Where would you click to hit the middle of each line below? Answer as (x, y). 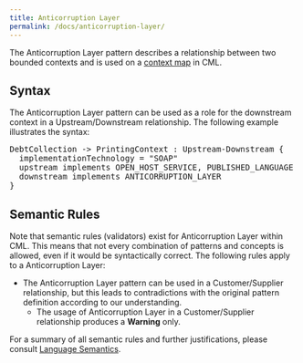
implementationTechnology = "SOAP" (99, 159)
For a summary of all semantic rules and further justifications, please (138, 339)
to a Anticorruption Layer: (57, 265)
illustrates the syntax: (50, 132)
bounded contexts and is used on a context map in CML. (115, 62)
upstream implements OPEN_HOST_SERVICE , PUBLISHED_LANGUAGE (156, 168)
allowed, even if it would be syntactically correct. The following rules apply (150, 255)
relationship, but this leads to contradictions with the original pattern (151, 293)
